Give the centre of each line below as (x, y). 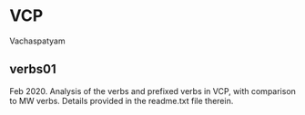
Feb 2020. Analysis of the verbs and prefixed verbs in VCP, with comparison (152, 91)
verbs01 (33, 69)
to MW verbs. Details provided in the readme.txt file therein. (122, 101)
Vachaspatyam (37, 41)
